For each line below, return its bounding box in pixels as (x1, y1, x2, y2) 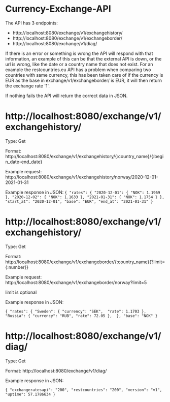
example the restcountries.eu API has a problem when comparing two (5, 67, 151, 73)
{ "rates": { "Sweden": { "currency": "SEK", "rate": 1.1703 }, (5, 308, 146, 314)
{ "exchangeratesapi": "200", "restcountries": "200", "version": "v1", (5, 387, 162, 392)
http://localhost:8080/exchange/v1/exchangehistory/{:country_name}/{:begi (5, 153, 164, 159)
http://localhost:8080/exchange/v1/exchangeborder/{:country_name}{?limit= (5, 259, 165, 265)
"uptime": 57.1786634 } (5, 392, 56, 397)
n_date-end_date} (5, 159, 43, 165)
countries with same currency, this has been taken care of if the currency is (5, 72, 163, 78)
